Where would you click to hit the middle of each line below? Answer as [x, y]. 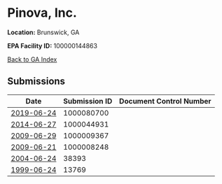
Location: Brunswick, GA [43, 32]
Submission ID [88, 101]
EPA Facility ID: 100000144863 [53, 45]
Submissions [36, 82]
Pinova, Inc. [42, 13]
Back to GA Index [32, 59]
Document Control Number [165, 101]
